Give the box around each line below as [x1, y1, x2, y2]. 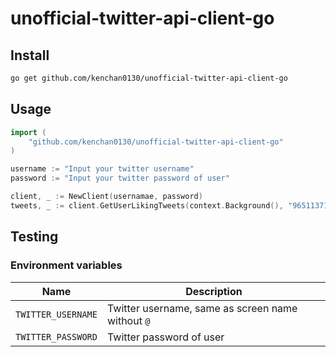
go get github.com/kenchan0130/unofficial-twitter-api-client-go [10, 73, 288, 83]
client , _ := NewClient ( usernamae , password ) [10, 192, 203, 202]
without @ [106, 313, 151, 327]
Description [185, 284, 243, 298]
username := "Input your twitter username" [10, 164, 195, 174]
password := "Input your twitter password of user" [10, 173, 230, 184]
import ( [10, 127, 47, 137]
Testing [10, 228, 59, 246]
